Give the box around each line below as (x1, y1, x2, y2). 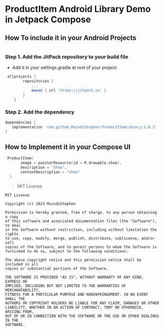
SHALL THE (5, 296, 26, 301)
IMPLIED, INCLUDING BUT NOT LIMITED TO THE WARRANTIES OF (5, 283, 126, 288)
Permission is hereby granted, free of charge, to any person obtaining (5, 210, 157, 215)
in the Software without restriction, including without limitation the (5, 227, 157, 232)
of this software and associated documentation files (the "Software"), (5, 219, 157, 223)
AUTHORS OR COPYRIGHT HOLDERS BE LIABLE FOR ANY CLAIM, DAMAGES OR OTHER (5, 300, 160, 305)
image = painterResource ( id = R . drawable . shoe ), (20, 160, 122, 165)
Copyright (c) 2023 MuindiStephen (5, 201, 76, 206)
